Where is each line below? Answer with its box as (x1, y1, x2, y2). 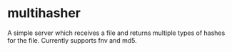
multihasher (7, 5, 81, 21)
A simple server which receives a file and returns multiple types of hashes (7, 28, 226, 37)
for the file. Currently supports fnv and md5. (7, 36, 137, 44)
